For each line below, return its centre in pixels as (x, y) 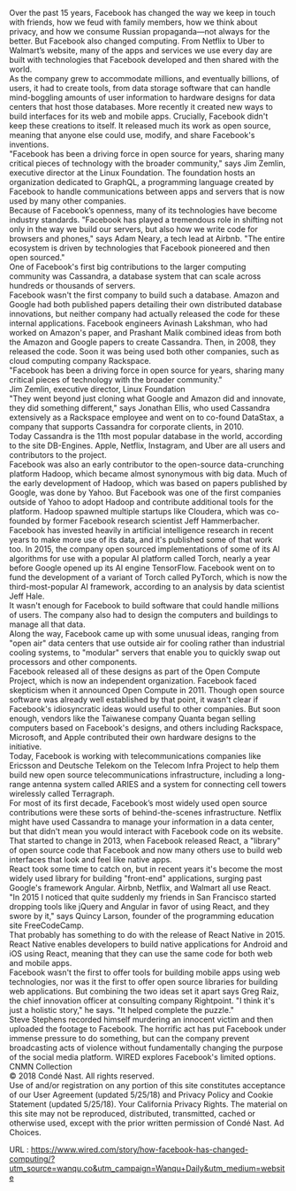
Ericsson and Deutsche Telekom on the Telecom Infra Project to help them (144, 766)
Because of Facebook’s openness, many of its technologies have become (143, 210)
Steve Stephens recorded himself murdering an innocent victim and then (141, 1019)
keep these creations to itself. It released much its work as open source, (140, 126)
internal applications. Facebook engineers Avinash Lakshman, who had (138, 323)
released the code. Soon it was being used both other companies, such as (144, 352)
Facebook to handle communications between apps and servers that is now (147, 191)
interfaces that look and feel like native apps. (91, 859)
